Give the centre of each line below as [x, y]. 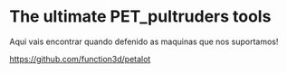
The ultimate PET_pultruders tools [140, 17]
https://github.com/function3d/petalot [80, 59]
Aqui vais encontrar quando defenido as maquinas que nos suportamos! [144, 41]
